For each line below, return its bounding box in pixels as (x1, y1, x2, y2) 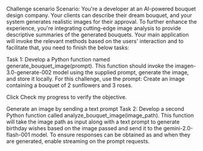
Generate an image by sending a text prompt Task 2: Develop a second (6, 105, 184, 112)
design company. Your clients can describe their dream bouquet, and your (6, 12, 193, 19)
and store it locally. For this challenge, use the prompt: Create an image (6, 75, 185, 82)
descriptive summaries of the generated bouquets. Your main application (6, 31, 189, 38)
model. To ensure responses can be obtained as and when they (31, 131, 191, 138)
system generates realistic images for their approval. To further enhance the (6, 18, 198, 25)
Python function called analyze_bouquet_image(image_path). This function (6, 112, 194, 119)
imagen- (174, 62, 196, 69)
